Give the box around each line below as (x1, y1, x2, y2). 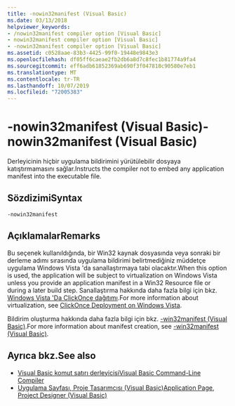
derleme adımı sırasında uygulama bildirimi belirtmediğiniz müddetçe (7, 256, 206, 264)
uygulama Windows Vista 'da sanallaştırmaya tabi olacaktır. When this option (7, 263, 227, 272)
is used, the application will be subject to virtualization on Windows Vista (7, 271, 217, 280)
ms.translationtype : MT (7, 69, 77, 76)
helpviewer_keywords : (7, 23, 71, 30)
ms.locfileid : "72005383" (7, 89, 83, 96)
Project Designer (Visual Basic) (17, 391, 107, 399)
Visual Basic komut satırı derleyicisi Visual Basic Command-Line (17, 368, 201, 376)
